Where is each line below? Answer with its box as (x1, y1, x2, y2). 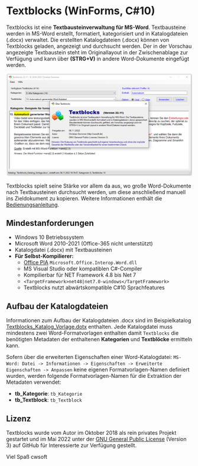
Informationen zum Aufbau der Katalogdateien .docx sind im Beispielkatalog (6, 317, 191, 324)
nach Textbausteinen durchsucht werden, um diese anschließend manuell (6, 188, 186, 196)
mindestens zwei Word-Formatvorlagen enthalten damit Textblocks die (6, 329, 179, 336)
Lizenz (6, 413, 31, 423)
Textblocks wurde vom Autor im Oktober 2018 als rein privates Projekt (6, 429, 177, 436)
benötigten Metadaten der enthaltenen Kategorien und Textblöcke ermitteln (6, 336, 193, 343)
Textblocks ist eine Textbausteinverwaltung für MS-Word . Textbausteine (6, 24, 186, 31)
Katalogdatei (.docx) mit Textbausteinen (14, 247, 112, 254)
